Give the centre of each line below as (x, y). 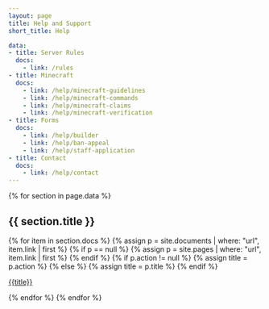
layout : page (30, 16)
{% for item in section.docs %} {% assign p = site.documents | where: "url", (134, 240)
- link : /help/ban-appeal (66, 143)
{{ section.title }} (52, 221)
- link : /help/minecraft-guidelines (85, 90)
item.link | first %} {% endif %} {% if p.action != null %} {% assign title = (128, 257)
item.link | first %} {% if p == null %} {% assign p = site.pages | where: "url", (135, 249)
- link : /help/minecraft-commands (81, 98)
